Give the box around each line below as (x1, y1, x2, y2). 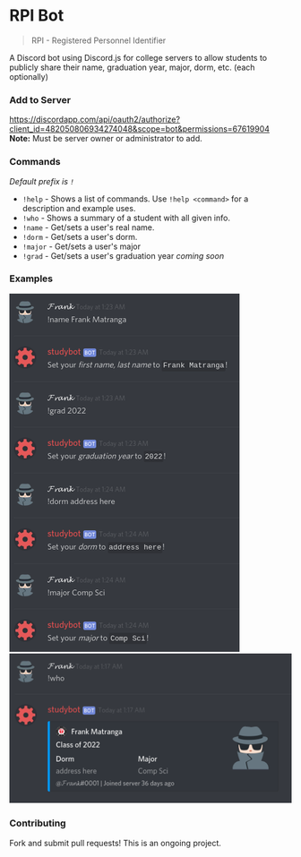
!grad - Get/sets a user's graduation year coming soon (21, 250, 225, 261)
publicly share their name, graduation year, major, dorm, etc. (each (9, 62, 255, 73)
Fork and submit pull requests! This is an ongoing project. (9, 837, 222, 848)
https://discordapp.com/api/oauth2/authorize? (9, 114, 181, 125)
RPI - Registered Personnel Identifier (30, 35, 167, 46)
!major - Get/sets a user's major (21, 241, 142, 252)
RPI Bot (9, 5, 64, 26)
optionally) (9, 71, 49, 81)
